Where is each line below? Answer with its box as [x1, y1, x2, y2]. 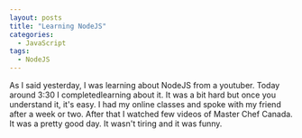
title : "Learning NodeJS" [9, 22, 106, 31]
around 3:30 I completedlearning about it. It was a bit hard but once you [9, 89, 277, 100]
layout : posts [9, 13, 63, 23]
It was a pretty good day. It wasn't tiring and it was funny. [9, 118, 223, 129]
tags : [9, 47, 30, 56]
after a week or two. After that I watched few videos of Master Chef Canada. [9, 109, 293, 119]
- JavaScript [17, 38, 67, 48]
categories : [9, 30, 54, 39]
